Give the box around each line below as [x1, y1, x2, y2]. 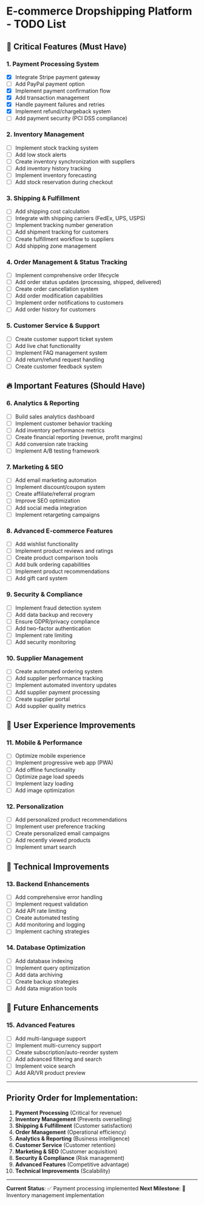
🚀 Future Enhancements [6, 1002, 99, 1013]
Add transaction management [15, 94, 90, 102]
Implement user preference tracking [15, 823, 106, 830]
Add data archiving [15, 971, 63, 978]
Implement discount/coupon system [15, 484, 106, 491]
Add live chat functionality [15, 342, 81, 349]
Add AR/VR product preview [15, 1069, 86, 1077]
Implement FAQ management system [15, 349, 107, 356]
